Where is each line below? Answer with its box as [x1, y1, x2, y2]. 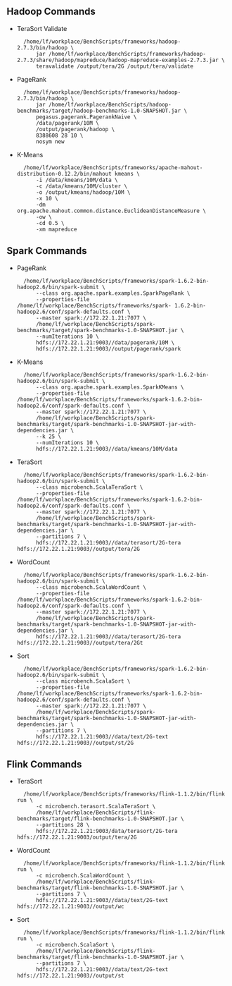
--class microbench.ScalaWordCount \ [35, 583, 147, 591]
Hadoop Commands [6, 6, 96, 18]
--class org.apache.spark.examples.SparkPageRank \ [35, 289, 191, 297]
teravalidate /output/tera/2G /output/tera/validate [35, 63, 194, 70]
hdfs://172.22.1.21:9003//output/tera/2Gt [16, 639, 143, 646]
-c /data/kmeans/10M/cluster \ [35, 183, 128, 190]
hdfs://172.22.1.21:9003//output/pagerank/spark [35, 345, 181, 352]
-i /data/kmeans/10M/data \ [35, 176, 118, 183]
